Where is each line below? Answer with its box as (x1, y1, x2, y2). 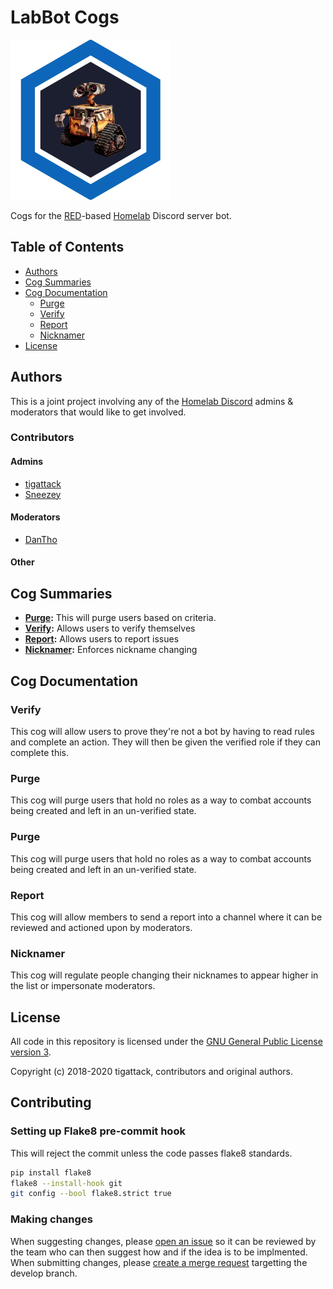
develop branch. (10, 1267, 78, 1279)
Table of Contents (10, 239, 125, 256)
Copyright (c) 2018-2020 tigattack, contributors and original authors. (10, 1065, 294, 1077)
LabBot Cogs (10, 6, 120, 29)
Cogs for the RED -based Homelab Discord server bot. (10, 209, 232, 221)
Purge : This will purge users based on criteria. (24, 612, 217, 624)
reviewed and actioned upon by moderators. (10, 921, 193, 933)
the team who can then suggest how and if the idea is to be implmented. (10, 1246, 308, 1258)
